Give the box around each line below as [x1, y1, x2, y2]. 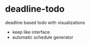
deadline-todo [5, 3, 65, 15]
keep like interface [12, 29, 50, 35]
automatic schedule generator [12, 34, 74, 40]
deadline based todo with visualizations [5, 20, 85, 25]
